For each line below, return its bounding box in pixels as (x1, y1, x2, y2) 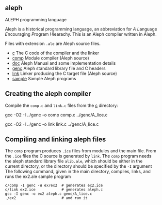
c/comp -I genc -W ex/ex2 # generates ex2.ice (5, 183, 103, 188)
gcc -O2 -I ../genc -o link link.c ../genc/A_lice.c (5, 121, 99, 127)
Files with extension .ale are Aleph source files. (5, 41, 101, 46)
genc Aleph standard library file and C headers (12, 65, 106, 71)
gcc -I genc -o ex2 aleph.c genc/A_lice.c (5, 191, 92, 196)
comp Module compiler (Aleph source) (12, 55, 90, 61)
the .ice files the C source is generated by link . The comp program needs (5, 153, 152, 159)
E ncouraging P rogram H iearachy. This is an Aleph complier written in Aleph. (5, 31, 157, 37)
